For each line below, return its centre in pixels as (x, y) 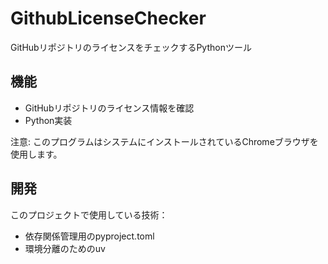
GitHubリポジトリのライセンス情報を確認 (109, 108)
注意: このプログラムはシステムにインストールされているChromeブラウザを (164, 141)
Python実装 (48, 120)
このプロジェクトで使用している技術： (89, 214)
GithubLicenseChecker (108, 18)
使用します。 (36, 154)
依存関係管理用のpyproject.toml (89, 236)
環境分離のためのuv (65, 248)
